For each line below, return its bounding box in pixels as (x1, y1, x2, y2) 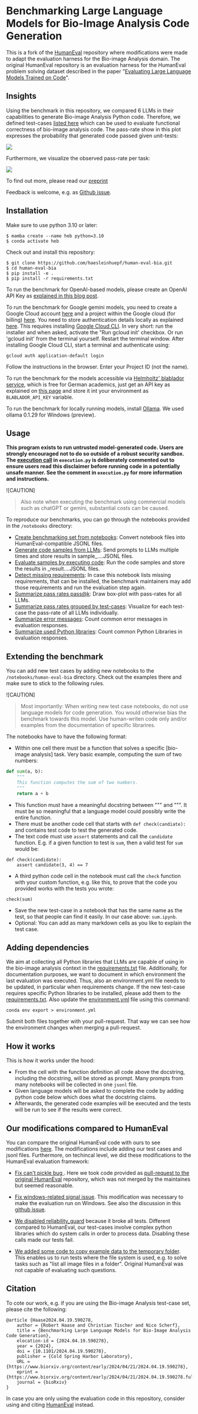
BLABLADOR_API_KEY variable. (6, 393, 74, 401)
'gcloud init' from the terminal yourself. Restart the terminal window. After (6, 335, 184, 342)
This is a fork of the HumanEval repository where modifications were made (6, 49, 188, 56)
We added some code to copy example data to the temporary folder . (14, 1248, 181, 1255)
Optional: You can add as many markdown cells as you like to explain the (14, 919, 192, 926)
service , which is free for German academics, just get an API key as (6, 380, 170, 388)
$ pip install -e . (6, 270, 54, 276)
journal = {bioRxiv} (16, 1379, 67, 1385)
